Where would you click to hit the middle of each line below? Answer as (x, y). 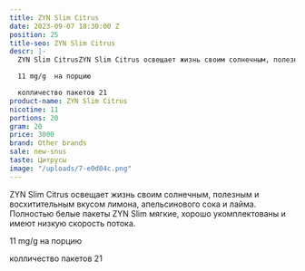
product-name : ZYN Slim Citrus (69, 101)
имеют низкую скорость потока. (73, 223)
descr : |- (28, 52)
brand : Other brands (49, 143)
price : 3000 (32, 135)
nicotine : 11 (34, 110)
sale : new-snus (38, 152)
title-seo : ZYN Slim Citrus (63, 43)
